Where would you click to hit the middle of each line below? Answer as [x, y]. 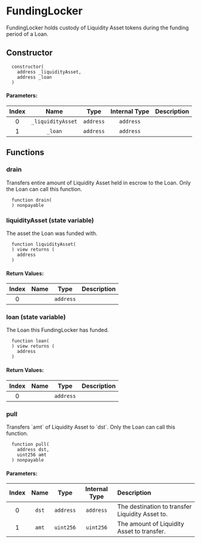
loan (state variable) [36, 317]
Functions [25, 153]
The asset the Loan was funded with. [52, 233]
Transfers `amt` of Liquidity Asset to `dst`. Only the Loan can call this [91, 427]
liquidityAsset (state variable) [50, 220]
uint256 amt [32, 455]
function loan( [31, 341]
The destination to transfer [154, 506]
